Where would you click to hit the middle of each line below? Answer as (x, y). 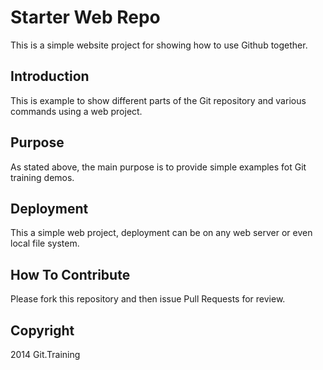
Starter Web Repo (85, 17)
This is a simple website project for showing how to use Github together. (159, 45)
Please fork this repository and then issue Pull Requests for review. (148, 299)
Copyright (42, 330)
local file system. (45, 243)
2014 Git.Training (45, 354)
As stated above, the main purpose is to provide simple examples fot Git (158, 167)
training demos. (42, 177)
